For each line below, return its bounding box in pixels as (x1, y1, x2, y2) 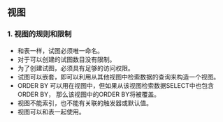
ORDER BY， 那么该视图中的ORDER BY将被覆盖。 (17, 90, 161, 98)
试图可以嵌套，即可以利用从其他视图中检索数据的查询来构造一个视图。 (17, 73, 220, 81)
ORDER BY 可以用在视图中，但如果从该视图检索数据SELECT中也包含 (17, 81, 215, 89)
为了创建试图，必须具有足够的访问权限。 (17, 63, 134, 72)
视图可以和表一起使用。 (17, 107, 85, 116)
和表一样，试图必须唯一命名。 (17, 46, 103, 54)
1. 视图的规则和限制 (7, 29, 72, 39)
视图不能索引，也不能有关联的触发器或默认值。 (17, 98, 152, 107)
